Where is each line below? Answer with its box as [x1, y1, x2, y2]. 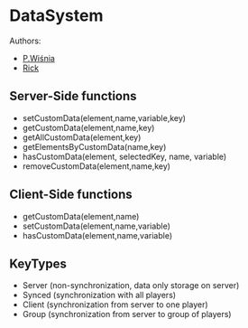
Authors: [9, 35, 41, 46]
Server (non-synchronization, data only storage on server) [22, 280, 240, 291]
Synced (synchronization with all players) [22, 290, 177, 301]
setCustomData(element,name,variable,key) [22, 112, 187, 123]
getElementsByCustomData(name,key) [22, 141, 167, 152]
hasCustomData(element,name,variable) [22, 230, 173, 240]
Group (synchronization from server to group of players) [22, 309, 232, 320]
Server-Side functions [9, 89, 137, 104]
